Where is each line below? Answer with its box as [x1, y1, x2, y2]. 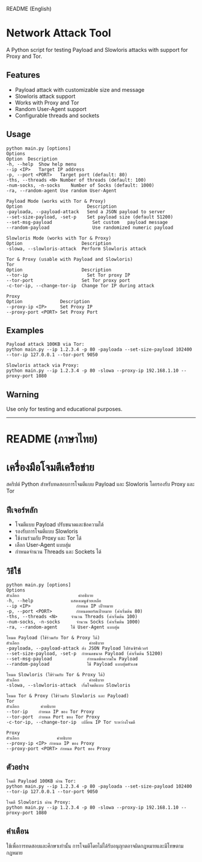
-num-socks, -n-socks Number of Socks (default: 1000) [6, 182, 155, 188]
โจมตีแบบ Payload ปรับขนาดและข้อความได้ [14, 521, 104, 528]
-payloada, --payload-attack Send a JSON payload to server [6, 208, 165, 215]
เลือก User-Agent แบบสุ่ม [14, 541, 71, 549]
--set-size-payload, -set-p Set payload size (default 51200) [6, 214, 173, 220]
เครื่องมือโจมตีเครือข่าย [6, 460, 94, 474]
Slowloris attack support [14, 92, 76, 100]
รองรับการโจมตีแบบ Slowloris [14, 528, 78, 535]
